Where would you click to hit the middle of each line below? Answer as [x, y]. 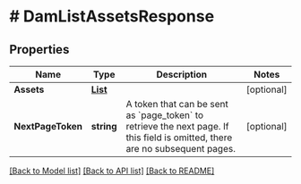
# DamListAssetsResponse [112, 17]
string [104, 126]
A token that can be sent [177, 104]
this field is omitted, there [179, 138]
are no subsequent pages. [181, 149]
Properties [39, 50]
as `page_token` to [165, 115]
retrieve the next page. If [178, 126]
